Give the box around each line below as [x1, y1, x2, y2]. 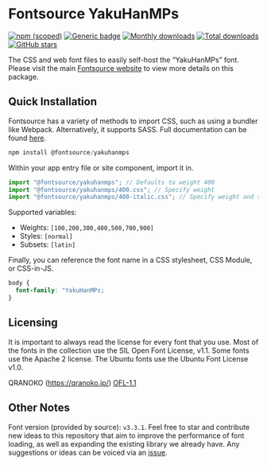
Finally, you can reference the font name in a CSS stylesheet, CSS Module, [8, 256, 253, 265]
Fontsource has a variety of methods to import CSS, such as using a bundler [8, 116, 258, 126]
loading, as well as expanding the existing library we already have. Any [8, 439, 240, 448]
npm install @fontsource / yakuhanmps [8, 148, 130, 156]
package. [8, 72, 39, 81]
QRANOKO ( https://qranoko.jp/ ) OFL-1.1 [8, 377, 137, 387]
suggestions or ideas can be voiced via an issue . [8, 447, 168, 457]
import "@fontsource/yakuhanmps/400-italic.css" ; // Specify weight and [8, 193, 254, 201]
